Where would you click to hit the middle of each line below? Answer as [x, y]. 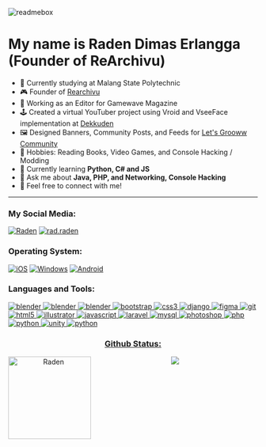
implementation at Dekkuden [66, 123]
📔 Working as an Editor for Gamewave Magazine [99, 103]
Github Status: [133, 343]
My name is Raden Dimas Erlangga [124, 44]
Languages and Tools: [51, 289]
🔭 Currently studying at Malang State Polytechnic [100, 82]
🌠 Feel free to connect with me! [71, 185]
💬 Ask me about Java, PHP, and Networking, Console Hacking [123, 177]
